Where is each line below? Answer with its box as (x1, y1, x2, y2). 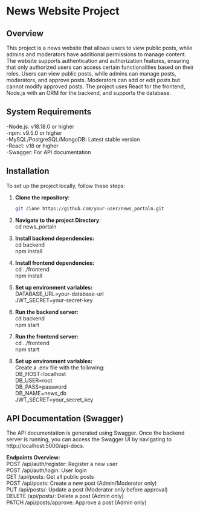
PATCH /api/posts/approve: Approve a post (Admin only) (6, 499, 147, 506)
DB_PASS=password (15, 383, 67, 390)
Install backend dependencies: (15, 235, 95, 242)
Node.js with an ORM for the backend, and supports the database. (6, 89, 171, 96)
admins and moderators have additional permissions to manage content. (6, 51, 187, 58)
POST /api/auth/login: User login (6, 467, 87, 474)
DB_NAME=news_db (15, 389, 67, 397)
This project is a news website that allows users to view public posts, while (6, 44, 193, 51)
